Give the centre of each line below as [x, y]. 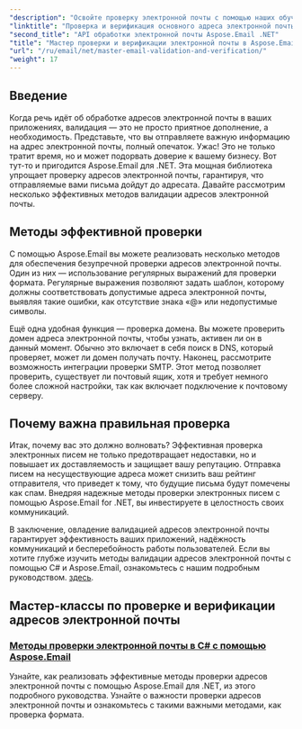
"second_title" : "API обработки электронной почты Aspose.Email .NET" [144, 34]
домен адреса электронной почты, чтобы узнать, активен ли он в [136, 337]
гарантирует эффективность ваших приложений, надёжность [128, 539]
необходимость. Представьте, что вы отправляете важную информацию [150, 137]
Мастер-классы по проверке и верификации [142, 605]
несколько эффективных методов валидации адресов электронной [139, 193]
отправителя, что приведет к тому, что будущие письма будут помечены [150, 483]
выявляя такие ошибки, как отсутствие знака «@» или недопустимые [143, 301]
